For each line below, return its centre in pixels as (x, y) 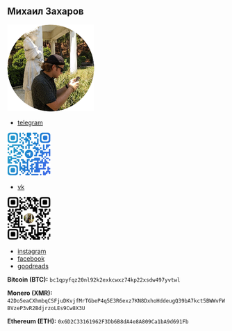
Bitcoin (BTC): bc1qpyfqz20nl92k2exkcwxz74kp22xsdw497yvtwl (94, 279)
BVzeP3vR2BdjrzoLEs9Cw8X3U (46, 308)
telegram (30, 122)
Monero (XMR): (30, 293)
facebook (31, 258)
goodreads (33, 266)
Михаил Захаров (46, 11)
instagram (32, 251)
